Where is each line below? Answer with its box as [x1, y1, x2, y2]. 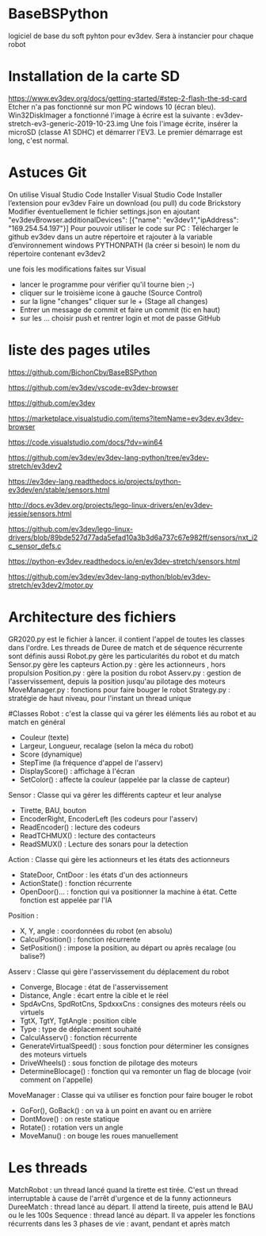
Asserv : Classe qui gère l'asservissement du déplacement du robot [8, 966, 230, 976]
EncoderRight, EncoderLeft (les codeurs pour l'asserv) [19, 814, 198, 823]
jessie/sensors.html [8, 509, 72, 518]
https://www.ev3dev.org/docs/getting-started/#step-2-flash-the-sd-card [8, 93, 248, 103]
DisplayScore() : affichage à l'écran [19, 766, 135, 776]
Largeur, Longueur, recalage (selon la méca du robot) [19, 741, 194, 750]
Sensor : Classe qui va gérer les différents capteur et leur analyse [8, 790, 222, 799]
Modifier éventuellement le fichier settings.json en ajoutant [8, 206, 200, 216]
